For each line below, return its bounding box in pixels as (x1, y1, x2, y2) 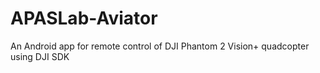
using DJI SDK (10, 50, 70, 62)
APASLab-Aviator (10, 7, 158, 30)
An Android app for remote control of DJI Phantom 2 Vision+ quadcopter (10, 40, 310, 52)
